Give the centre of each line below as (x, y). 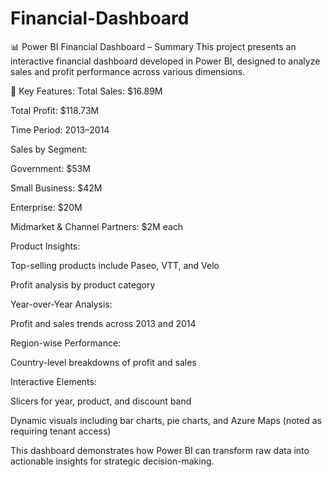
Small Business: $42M (56, 188)
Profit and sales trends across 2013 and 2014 (103, 323)
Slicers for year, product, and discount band (101, 401)
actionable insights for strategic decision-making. (112, 461)
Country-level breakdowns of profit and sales (103, 362)
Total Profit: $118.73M (55, 110)
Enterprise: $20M (46, 207)
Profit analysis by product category (83, 284)
